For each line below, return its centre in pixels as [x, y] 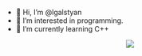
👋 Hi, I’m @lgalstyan [49, 12]
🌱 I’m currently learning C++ [62, 29]
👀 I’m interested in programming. [69, 21]
